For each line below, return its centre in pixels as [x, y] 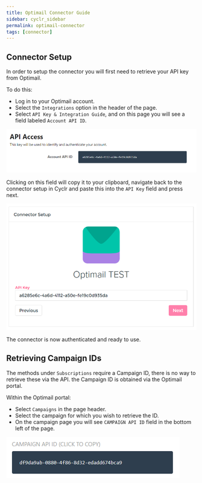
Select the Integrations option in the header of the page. [86, 108]
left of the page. [35, 428]
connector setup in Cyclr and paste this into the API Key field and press [95, 189]
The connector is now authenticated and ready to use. [74, 339]
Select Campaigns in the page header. [61, 409]
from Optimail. [24, 78]
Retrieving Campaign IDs [54, 358]
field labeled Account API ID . [51, 121]
